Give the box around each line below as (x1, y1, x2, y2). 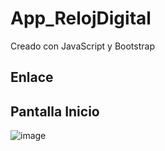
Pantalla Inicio (10, 103, 100, 120)
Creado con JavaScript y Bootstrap (10, 40, 155, 52)
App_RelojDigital (10, 7, 152, 30)
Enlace (10, 69, 54, 86)
